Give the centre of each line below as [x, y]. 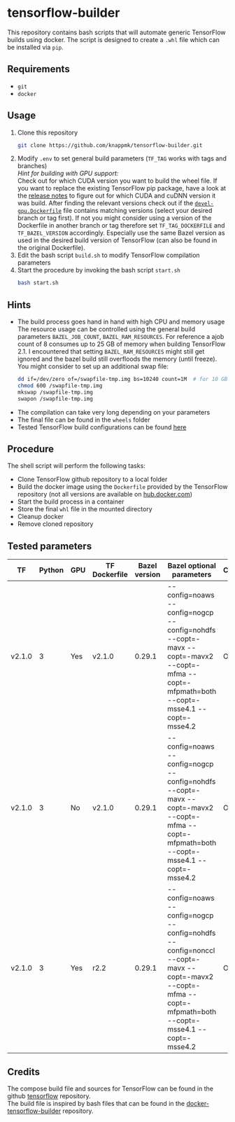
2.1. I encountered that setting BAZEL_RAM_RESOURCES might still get [111, 352]
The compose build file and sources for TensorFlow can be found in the [110, 1089]
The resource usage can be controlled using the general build [106, 329]
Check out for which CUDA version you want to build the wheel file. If [117, 181]
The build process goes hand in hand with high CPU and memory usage [121, 322]
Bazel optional [192, 566]
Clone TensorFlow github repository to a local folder [92, 479]
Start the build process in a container [71, 501]
